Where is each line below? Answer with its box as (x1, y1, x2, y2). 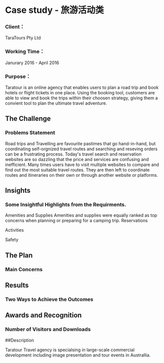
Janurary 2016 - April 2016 (5, 60, 59, 66)
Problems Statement (5, 129, 56, 136)
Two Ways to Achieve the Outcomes (5, 296, 94, 303)
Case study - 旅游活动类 (5, 4, 104, 16)
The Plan (5, 251, 33, 259)
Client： (5, 23, 25, 30)
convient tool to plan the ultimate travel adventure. (5, 100, 107, 106)
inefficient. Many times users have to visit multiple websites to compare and (5, 161, 159, 167)
